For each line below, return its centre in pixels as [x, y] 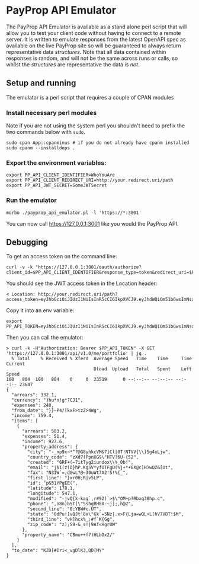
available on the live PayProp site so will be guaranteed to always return [94, 46]
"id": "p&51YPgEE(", [53, 483]
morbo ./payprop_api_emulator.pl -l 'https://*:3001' [74, 213]
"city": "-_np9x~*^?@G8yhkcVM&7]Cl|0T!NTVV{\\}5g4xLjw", [99, 452]
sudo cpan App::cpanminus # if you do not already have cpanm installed [98, 143]
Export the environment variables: [56, 162]
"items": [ [25, 421]
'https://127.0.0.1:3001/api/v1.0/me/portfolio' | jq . [76, 354]
